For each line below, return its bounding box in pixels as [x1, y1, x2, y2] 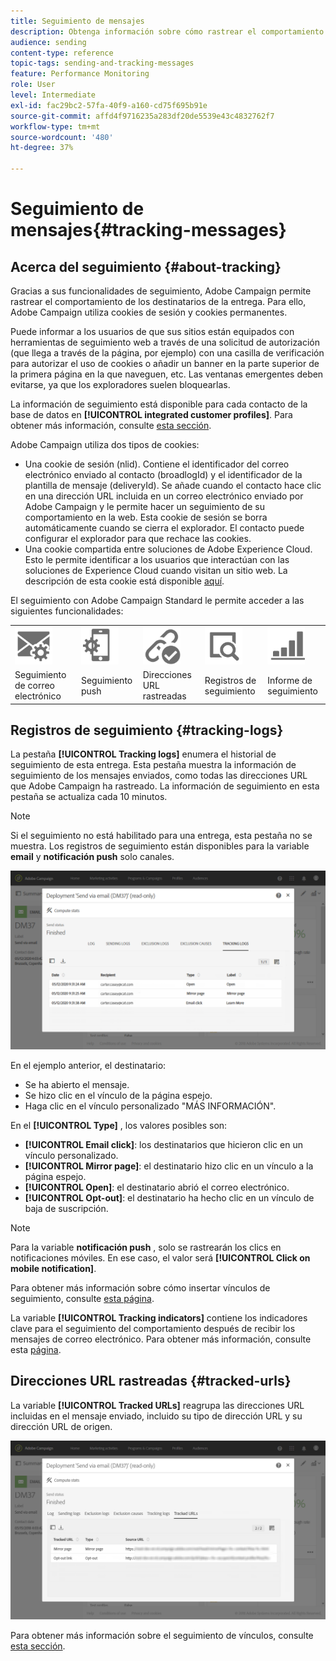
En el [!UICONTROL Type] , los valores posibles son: [10, 1119, 228, 1131]
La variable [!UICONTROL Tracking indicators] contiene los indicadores [10, 1311, 308, 1324]
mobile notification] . [10, 1262, 97, 1274]
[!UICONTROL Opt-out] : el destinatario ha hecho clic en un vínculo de [24, 1191, 315, 1204]
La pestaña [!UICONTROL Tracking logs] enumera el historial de [10, 748, 277, 760]
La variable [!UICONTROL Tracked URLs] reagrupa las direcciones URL [10, 1399, 305, 1411]
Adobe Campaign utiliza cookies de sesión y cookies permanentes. [10, 306, 288, 318]
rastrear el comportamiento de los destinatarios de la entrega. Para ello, [10, 296, 307, 307]
